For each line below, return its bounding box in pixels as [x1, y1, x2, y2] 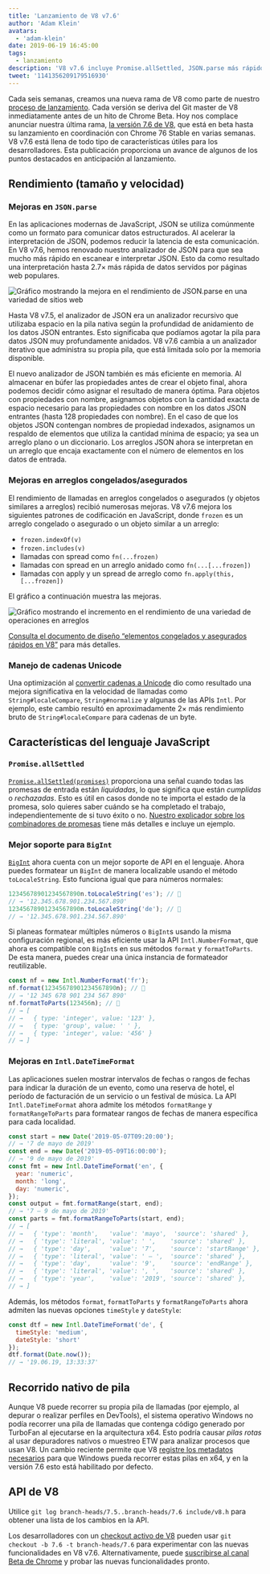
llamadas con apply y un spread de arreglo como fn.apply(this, [19, 569, 235, 578]
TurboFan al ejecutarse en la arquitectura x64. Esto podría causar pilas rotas [8, 1427, 262, 1437]
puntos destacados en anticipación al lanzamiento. [8, 154, 177, 164]
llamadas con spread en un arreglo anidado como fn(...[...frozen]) [19, 560, 252, 570]
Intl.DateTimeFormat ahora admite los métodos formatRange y [8, 1100, 213, 1109]
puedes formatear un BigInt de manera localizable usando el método [8, 865, 238, 875]
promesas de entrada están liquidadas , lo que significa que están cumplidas [8, 785, 262, 794]
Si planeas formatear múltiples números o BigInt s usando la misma [8, 927, 231, 937]
